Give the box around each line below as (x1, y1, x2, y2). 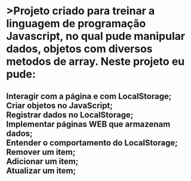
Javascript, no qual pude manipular (6, 30, 186, 43)
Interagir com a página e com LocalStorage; (6, 91, 172, 101)
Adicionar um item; (6, 156, 79, 166)
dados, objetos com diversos (6, 42, 153, 56)
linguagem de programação (6, 17, 146, 30)
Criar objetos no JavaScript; (6, 100, 113, 111)
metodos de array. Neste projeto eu (6, 55, 185, 68)
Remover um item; (6, 147, 76, 157)
